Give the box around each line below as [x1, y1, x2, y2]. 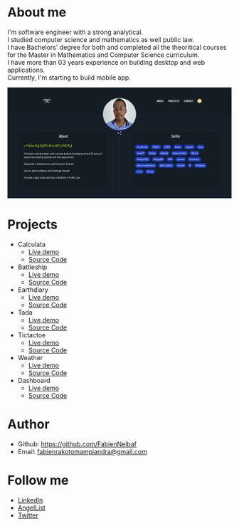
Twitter [17, 510, 39, 520]
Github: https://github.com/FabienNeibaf [17, 439, 137, 448]
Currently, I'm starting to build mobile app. [7, 73, 132, 82]
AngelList [17, 503, 46, 512]
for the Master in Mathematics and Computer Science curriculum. [7, 51, 200, 59]
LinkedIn [17, 495, 43, 504]
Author [7, 416, 50, 433]
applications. [7, 65, 45, 74]
